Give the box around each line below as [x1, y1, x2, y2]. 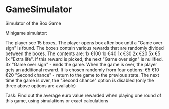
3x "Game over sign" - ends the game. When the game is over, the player [5, 61, 157, 67]
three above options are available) [5, 82, 76, 89]
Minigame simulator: [5, 30, 48, 36]
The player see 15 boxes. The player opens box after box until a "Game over [5, 39, 163, 46]
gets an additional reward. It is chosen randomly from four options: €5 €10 [5, 67, 160, 73]
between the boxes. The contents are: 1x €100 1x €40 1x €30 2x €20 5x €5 [5, 50, 161, 57]
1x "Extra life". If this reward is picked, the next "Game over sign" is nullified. [5, 56, 163, 62]
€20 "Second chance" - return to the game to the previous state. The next [5, 72, 159, 78]
